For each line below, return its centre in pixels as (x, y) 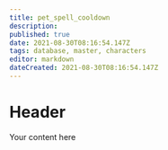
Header (37, 112)
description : (34, 26)
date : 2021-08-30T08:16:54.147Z (70, 43)
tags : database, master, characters (78, 51)
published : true (40, 34)
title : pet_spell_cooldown (60, 18)
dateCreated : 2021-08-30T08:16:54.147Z (84, 68)
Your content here (43, 137)
